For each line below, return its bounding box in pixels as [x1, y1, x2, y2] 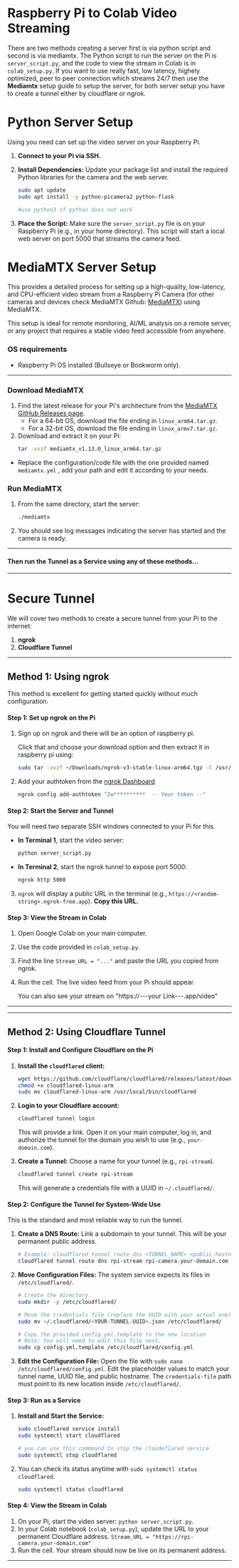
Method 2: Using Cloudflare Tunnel [7, 1026, 166, 1038]
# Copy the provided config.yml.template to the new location [17, 1331, 206, 1338]
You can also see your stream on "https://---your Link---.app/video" [17, 992, 218, 1000]
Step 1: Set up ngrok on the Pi [7, 713, 96, 722]
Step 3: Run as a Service [7, 1396, 81, 1404]
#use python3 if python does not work [17, 206, 133, 213]
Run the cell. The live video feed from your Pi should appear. [17, 978, 196, 987]
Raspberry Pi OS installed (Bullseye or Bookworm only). [17, 360, 181, 369]
